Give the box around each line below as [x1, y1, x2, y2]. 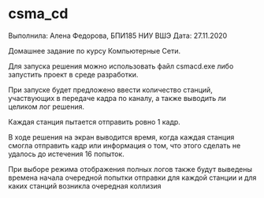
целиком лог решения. [8, 102, 85, 111]
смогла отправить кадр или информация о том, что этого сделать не [8, 140, 241, 150]
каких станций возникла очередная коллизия [8, 181, 162, 190]
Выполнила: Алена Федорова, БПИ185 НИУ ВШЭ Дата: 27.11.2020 [8, 31, 228, 40]
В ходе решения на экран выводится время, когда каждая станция [8, 132, 235, 142]
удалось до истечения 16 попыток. [8, 149, 125, 159]
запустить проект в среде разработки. [8, 69, 139, 79]
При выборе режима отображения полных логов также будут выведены [8, 164, 252, 174]
